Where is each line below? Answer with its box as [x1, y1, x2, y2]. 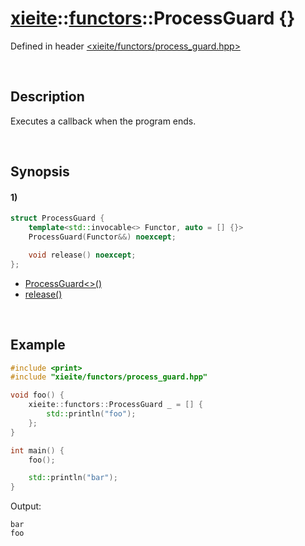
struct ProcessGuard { [10, 213, 105, 224]
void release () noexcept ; [28, 250, 137, 260]
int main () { [10, 445, 65, 456]
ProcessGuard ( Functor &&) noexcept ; [28, 232, 177, 242]
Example [10, 337, 66, 354]
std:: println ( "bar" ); [28, 473, 118, 483]
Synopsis [10, 163, 70, 181]
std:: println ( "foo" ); [46, 409, 137, 419]
